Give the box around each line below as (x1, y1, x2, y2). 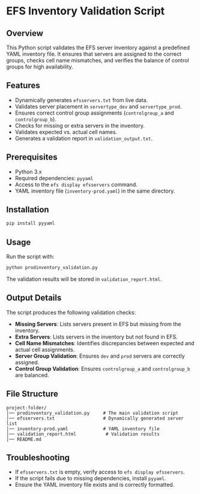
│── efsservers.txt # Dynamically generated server (6, 415, 184, 421)
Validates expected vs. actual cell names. (14, 128, 118, 136)
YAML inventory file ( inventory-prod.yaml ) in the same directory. (14, 187, 175, 194)
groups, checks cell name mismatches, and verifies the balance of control (6, 57, 189, 64)
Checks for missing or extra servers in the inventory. (14, 122, 145, 129)
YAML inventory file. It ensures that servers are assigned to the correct (6, 50, 182, 58)
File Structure (6, 389, 58, 399)
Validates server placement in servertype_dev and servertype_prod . (14, 103, 182, 110)
